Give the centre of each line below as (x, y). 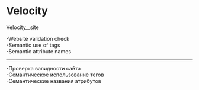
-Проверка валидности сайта (44, 68)
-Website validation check (38, 38)
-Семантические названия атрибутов (54, 81)
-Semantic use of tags (33, 45)
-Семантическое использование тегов (55, 75)
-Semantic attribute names (39, 51)
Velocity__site (23, 27)
